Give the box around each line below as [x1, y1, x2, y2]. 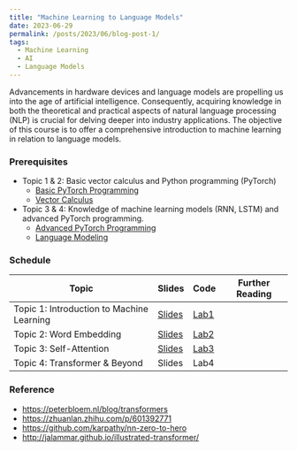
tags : [9, 37, 29, 47]
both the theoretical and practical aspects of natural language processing [9, 105, 277, 116]
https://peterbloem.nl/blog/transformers [21, 403, 168, 414]
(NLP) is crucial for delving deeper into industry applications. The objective [9, 114, 283, 125]
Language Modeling [34, 232, 109, 243]
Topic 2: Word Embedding [13, 328, 122, 340]
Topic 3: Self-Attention [13, 342, 110, 355]
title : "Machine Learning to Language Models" [9, 12, 184, 22]
